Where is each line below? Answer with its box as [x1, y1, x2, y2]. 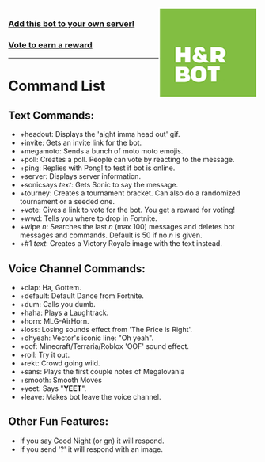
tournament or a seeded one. [19, 197, 115, 206]
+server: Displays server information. [19, 172, 141, 181]
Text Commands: [8, 108, 95, 122]
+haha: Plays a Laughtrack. [19, 308, 109, 318]
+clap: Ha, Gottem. [19, 283, 81, 293]
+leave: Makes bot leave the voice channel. [19, 392, 161, 402]
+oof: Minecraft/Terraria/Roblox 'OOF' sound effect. [19, 342, 190, 351]
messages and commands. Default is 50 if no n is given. [19, 230, 203, 240]
